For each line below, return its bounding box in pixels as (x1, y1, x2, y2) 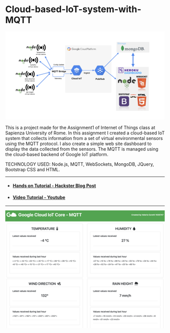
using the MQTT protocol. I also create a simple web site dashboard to (5, 140, 152, 147)
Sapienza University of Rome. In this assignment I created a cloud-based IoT (5, 130, 165, 136)
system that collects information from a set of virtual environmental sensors (5, 135, 163, 141)
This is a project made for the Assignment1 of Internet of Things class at (5, 124, 155, 130)
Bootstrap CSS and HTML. (5, 166, 60, 172)
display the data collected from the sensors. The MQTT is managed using (5, 146, 158, 152)
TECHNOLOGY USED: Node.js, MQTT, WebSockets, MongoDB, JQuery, (5, 161, 154, 167)
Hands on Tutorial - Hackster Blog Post (12, 183, 96, 189)
